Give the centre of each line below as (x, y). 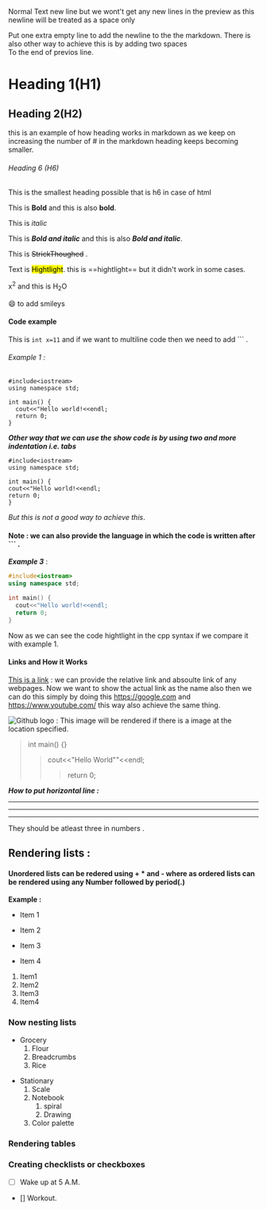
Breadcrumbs (54, 1057)
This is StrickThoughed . (48, 254)
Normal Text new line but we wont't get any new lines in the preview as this (132, 12)
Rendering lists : (49, 853)
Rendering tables (42, 1143)
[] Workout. (38, 1198)
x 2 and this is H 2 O (38, 286)
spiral (52, 1106)
